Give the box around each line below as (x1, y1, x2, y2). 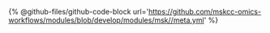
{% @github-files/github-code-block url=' (8, 7, 149, 16)
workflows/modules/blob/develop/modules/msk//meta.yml (8, 15, 204, 25)
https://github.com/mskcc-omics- (148, 7, 262, 16)
